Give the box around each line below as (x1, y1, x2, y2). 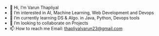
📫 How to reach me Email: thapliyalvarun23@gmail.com (9, 26, 123, 31)
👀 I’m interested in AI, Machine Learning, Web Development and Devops (9, 10, 154, 16)
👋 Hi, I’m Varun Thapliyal (9, 5, 59, 10)
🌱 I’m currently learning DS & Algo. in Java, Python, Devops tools (9, 15, 140, 20)
